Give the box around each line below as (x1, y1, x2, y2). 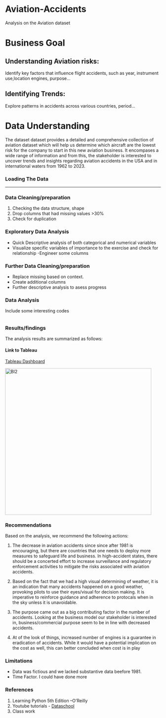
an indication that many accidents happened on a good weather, (12, 584, 143, 590)
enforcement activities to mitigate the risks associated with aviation (12, 563, 150, 569)
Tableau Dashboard (5, 358, 45, 364)
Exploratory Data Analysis (5, 228, 69, 235)
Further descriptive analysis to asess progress (12, 284, 107, 290)
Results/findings (5, 325, 46, 332)
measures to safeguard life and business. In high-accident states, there (12, 553, 158, 559)
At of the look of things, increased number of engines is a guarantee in (12, 634, 157, 640)
